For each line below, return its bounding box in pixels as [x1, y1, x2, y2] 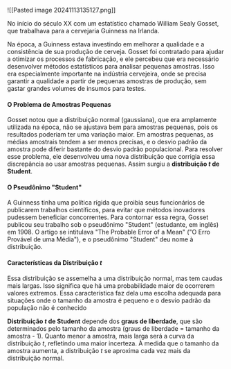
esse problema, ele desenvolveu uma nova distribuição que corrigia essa [7, 153, 216, 161]
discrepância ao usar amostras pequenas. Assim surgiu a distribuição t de [7, 160, 220, 169]
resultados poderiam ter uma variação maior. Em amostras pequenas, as [7, 130, 214, 139]
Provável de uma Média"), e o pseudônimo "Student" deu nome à [7, 235, 194, 243]
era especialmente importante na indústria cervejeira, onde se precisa [7, 69, 207, 78]
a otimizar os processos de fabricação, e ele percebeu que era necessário [7, 55, 219, 63]
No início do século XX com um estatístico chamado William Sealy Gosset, [7, 19, 219, 27]
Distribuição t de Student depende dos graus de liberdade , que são [7, 317, 203, 325]
